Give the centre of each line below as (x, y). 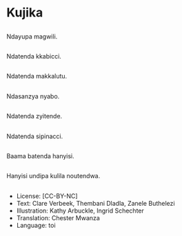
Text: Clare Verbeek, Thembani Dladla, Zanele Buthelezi (95, 203)
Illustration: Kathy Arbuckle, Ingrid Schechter (80, 211)
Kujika (25, 13)
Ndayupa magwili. (32, 36)
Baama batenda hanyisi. (41, 155)
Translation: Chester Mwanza (58, 217)
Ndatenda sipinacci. (35, 136)
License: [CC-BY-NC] (47, 196)
